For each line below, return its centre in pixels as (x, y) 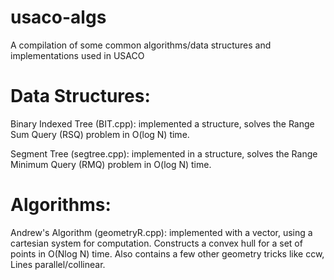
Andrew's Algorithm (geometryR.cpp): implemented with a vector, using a (161, 232)
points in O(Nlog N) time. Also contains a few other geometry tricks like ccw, (167, 253)
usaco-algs (58, 17)
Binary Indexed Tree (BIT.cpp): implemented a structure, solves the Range (162, 123)
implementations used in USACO (77, 55)
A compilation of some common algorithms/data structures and (141, 45)
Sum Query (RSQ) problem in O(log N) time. (100, 134)
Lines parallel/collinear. (58, 264)
